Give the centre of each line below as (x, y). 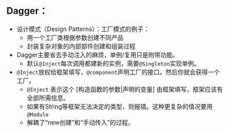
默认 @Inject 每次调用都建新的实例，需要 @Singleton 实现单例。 (113, 63)
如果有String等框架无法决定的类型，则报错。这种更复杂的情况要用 (119, 106)
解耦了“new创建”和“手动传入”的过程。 (80, 122)
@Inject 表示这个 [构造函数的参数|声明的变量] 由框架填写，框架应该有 (125, 89)
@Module (38, 114)
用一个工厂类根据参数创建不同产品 (75, 37)
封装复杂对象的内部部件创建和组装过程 (81, 46)
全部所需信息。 (48, 98)
